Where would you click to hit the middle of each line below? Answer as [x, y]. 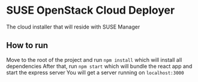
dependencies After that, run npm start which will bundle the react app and [99, 66]
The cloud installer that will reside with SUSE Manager [73, 27]
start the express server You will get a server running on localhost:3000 [95, 72]
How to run [27, 45]
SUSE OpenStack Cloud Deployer [91, 10]
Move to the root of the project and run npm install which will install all [94, 59]
